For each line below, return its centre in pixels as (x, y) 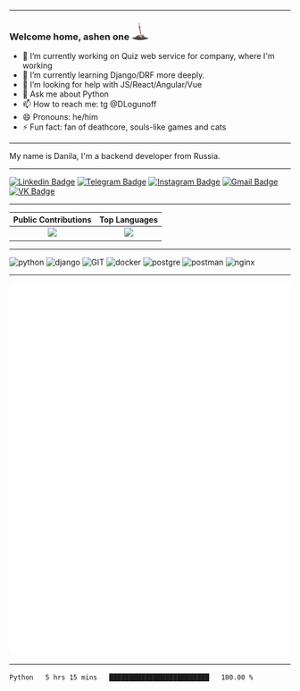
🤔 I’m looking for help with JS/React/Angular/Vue (112, 85)
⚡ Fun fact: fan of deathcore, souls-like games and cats (124, 127)
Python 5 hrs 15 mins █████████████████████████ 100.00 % (131, 677)
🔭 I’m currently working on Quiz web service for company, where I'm (148, 56)
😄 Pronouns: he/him (60, 117)
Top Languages (129, 219)
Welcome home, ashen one (69, 37)
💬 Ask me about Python (66, 94)
